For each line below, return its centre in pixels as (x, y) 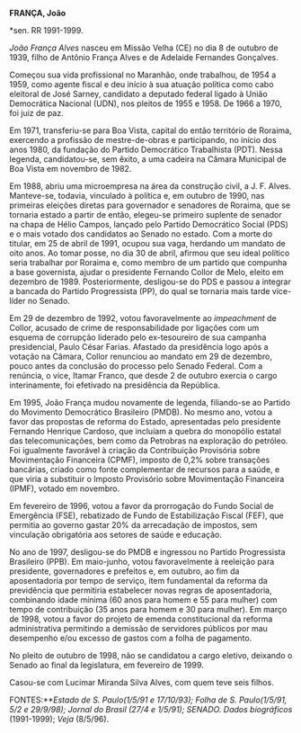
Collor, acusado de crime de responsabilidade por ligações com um (134, 328)
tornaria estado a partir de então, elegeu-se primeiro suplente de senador (146, 215)
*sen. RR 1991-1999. (46, 30)
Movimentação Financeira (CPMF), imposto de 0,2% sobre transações (140, 460)
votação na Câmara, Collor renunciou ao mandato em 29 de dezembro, (141, 356)
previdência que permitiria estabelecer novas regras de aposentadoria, (141, 590)
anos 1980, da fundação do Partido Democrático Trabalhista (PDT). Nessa (146, 149)
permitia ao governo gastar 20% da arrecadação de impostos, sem (133, 525)
